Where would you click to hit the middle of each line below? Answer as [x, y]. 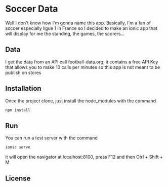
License [18, 178]
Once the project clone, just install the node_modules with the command [80, 101]
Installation [23, 88]
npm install [18, 110]
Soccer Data [32, 9]
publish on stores [23, 72]
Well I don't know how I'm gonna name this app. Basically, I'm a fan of [78, 23]
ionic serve [18, 147]
